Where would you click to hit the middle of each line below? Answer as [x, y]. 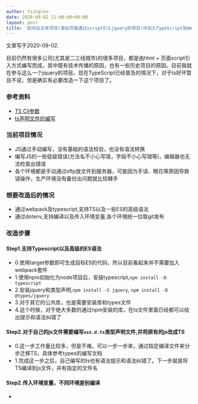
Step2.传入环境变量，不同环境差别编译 [53, 383]
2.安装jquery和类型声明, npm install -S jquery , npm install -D [91, 290]
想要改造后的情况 [30, 195]
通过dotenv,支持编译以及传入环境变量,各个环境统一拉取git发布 [90, 216]
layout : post [22, 22]
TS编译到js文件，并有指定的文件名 [56, 368]
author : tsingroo [27, 12]
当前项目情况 [24, 135]
